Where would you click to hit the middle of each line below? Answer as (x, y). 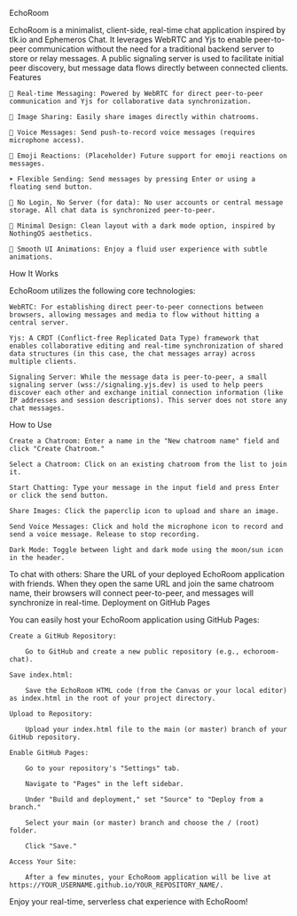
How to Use (31, 425)
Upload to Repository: (51, 714)
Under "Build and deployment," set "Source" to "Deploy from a (145, 799)
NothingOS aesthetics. (51, 234)
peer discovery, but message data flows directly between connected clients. (149, 68)
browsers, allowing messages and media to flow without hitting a (134, 315)
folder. (23, 831)
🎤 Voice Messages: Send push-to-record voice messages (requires (132, 133)
